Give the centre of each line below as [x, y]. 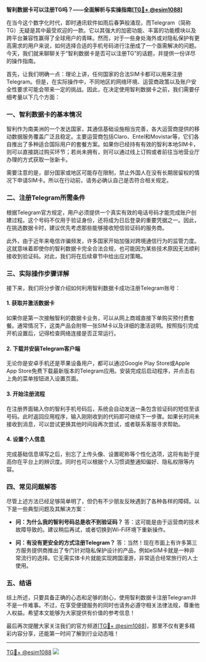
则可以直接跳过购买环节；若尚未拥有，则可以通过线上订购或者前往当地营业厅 [103, 152]
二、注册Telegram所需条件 [46, 198]
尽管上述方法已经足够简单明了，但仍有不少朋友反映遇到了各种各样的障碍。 [100, 501]
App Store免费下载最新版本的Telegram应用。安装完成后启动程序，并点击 [98, 371]
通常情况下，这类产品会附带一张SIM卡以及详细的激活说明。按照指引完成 [108, 326]
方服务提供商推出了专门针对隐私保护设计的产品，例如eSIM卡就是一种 [102, 550]
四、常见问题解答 [32, 487]
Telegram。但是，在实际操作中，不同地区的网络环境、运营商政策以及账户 [99, 82]
